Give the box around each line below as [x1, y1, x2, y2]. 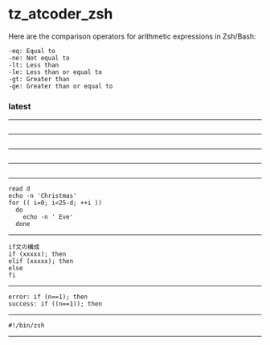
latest [8, 101, 31, 112]
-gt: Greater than [8, 75, 70, 83]
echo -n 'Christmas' [8, 192, 78, 200]
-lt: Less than [8, 61, 59, 69]
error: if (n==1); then [8, 293, 88, 302]
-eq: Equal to [8, 47, 56, 55]
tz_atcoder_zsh [8, 5, 113, 23]
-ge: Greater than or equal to [8, 82, 113, 90]
